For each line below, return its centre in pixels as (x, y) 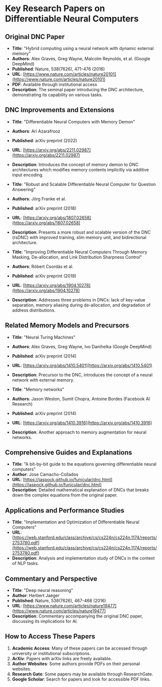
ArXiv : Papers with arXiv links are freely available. (62, 658)
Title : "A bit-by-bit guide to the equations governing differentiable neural (84, 464)
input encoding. (28, 175)
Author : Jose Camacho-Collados (45, 474)
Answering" (24, 189)
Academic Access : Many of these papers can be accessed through (80, 648)
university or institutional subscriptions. (51, 653)
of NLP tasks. (25, 563)
